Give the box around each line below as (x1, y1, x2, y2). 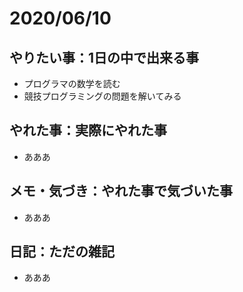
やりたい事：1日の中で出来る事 (9, 49, 200, 66)
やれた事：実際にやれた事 (9, 122, 167, 139)
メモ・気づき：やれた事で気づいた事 (9, 183, 233, 200)
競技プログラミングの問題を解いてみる (23, 90, 182, 102)
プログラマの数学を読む (23, 78, 121, 89)
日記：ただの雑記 (9, 243, 115, 261)
